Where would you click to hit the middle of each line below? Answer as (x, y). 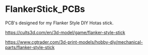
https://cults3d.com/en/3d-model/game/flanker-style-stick (65, 32)
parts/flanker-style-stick (30, 47)
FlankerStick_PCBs (45, 9)
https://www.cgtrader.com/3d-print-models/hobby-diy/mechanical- (74, 42)
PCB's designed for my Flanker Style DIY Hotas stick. (59, 23)
